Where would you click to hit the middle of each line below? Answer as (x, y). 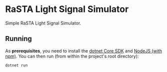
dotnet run (16, 65)
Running (19, 39)
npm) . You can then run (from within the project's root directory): (72, 56)
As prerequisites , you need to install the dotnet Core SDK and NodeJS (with (84, 50)
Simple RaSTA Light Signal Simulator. (43, 23)
